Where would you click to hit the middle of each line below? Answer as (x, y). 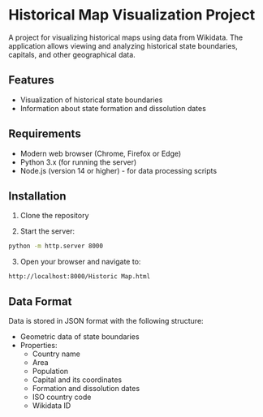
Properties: (39, 346)
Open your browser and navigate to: (80, 262)
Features (31, 80)
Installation (37, 196)
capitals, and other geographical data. (72, 54)
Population (50, 372)
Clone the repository (54, 216)
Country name (56, 354)
